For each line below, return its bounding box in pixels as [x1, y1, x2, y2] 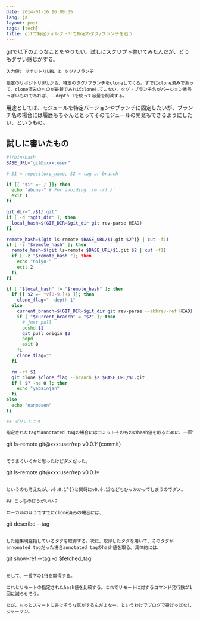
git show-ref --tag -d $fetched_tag [6, 555, 92, 562]
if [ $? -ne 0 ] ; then [11, 380, 68, 386]
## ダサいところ [6, 419, 41, 425]
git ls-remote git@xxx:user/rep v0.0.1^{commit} [6, 440, 121, 447]
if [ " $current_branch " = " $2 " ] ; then [17, 314, 116, 320]
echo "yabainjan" [17, 386, 60, 392]
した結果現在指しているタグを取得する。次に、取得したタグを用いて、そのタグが [6, 538, 174, 544]
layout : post [6, 20, 39, 26]
